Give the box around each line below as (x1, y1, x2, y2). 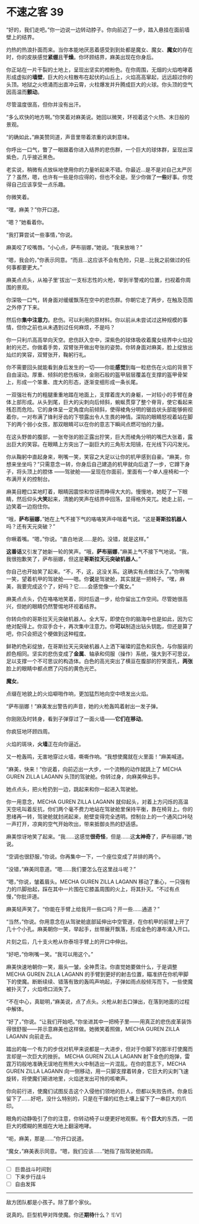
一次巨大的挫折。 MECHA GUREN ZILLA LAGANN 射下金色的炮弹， (21, 1052, 185, 1060)
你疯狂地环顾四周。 (6, 728, 53, 735)
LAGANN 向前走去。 (6, 1033, 55, 1040)
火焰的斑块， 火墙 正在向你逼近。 (6, 740, 84, 747)
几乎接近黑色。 (21, 153, 58, 160)
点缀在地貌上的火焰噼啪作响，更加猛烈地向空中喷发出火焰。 (6, 690, 152, 697)
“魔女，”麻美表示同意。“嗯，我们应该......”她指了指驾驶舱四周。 (6, 1147, 157, 1155)
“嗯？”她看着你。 (6, 219, 47, 226)
